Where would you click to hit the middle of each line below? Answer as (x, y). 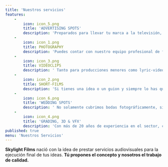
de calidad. (17, 160)
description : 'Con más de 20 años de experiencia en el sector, (91, 126)
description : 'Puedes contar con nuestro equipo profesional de (91, 51)
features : (15, 14)
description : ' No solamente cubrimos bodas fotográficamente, (90, 107)
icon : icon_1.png (41, 42)
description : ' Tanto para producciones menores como (80, 70)
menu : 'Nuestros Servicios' (34, 135)
